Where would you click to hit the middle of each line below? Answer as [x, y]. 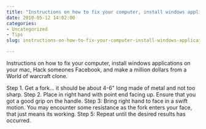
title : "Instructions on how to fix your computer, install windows [96, 12]
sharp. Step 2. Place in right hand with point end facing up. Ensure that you [101, 94]
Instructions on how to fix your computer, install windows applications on [99, 63]
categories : [21, 23]
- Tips [15, 35]
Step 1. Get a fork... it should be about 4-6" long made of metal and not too [101, 88]
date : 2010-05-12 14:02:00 [41, 18]
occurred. [19, 120]
